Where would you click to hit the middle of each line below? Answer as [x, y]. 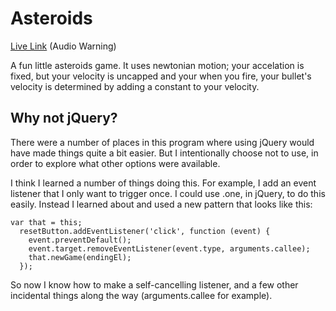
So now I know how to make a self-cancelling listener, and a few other [154, 284]
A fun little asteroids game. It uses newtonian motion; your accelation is [157, 65]
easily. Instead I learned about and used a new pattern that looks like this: [161, 204]
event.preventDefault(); [80, 240]
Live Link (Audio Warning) [63, 46]
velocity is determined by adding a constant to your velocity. [135, 86]
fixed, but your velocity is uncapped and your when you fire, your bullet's [161, 76]
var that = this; [46, 222]
